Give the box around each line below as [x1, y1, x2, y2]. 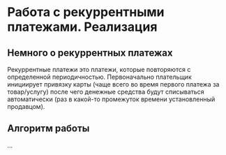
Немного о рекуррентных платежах [7, 47, 173, 59]
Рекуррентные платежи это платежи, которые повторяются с [7, 66, 191, 73]
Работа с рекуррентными [7, 4, 165, 20]
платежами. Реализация [7, 19, 158, 35]
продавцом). [7, 103, 45, 110]
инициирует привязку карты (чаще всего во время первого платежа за [7, 80, 220, 88]
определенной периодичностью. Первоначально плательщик [7, 73, 192, 81]
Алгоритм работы [7, 123, 90, 135]
